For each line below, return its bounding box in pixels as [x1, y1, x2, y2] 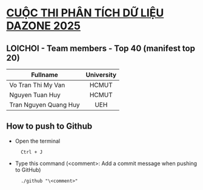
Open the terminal [15, 137, 61, 144]
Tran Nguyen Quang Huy [9, 101, 80, 109]
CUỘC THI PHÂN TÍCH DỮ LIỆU [6, 6, 164, 20]
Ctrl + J [21, 149, 43, 155]
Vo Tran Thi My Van [9, 81, 65, 89]
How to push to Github [6, 121, 93, 132]
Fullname [31, 70, 59, 79]
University [85, 70, 117, 79]
